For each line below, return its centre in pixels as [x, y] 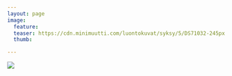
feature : [26, 26]
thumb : [23, 40]
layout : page [26, 14]
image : [17, 20]
